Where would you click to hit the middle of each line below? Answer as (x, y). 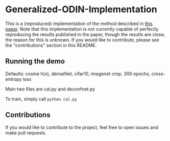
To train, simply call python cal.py (41, 99)
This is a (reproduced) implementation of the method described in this (79, 24)
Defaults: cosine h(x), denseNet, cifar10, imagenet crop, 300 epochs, (78, 74)
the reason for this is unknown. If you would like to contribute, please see (82, 40)
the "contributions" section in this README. (51, 45)
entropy (14, 79)
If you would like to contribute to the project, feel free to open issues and (82, 127)
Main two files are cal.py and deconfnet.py (50, 89)
